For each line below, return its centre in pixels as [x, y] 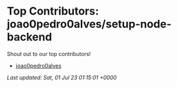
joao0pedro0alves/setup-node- [89, 24]
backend [29, 37]
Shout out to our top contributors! [49, 54]
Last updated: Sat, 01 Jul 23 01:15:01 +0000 [62, 77]
